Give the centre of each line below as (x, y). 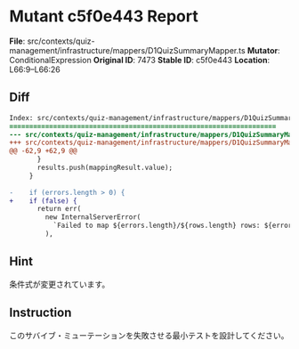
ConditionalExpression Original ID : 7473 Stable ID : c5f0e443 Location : (139, 60)
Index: (21, 118)
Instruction (40, 313)
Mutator (263, 50)
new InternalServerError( (93, 217)
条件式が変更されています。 (60, 284)
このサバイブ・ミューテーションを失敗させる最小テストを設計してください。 (149, 335)
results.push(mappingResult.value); (105, 167)
